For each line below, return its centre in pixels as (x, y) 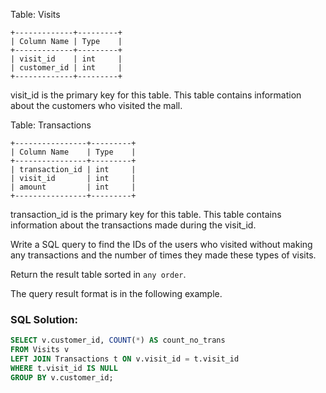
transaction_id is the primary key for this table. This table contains (146, 214)
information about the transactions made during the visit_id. (133, 225)
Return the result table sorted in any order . (98, 274)
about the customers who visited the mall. (96, 105)
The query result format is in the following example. (116, 293)
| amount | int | (73, 187)
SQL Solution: (44, 319)
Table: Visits (35, 14)
